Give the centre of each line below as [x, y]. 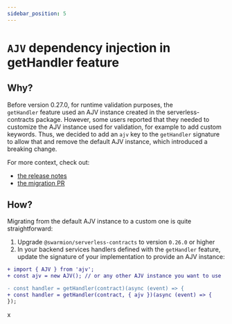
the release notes [42, 175]
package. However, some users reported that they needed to [123, 119]
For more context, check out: [48, 162]
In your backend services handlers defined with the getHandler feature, [119, 249]
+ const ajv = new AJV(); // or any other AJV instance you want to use [114, 276]
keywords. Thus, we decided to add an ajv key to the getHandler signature [114, 134]
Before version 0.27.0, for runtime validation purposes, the [90, 105]
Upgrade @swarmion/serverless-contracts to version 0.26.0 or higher [116, 242]
